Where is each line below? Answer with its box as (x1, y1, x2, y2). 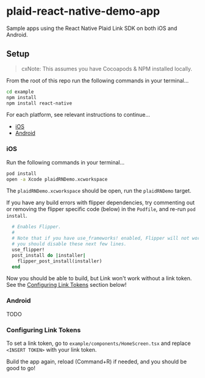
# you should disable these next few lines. (12, 241, 127, 247)
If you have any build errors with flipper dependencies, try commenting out (6, 199, 195, 206)
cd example (6, 89, 34, 95)
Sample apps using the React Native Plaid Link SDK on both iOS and (6, 24, 178, 32)
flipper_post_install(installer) (17, 258, 103, 264)
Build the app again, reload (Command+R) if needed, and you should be (6, 358, 187, 365)
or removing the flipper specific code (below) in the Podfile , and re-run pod (6, 206, 196, 213)
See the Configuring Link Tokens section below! (6, 281, 127, 289)
